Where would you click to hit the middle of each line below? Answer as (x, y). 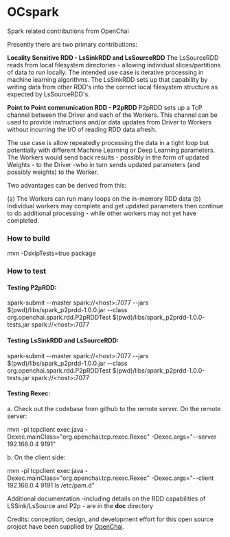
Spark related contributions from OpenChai (68, 31)
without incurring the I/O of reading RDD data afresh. (82, 129)
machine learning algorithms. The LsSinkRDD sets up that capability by (107, 79)
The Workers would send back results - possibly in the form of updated (108, 157)
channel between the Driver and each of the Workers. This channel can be (113, 115)
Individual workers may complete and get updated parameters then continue (115, 206)
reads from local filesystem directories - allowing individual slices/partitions (114, 65)
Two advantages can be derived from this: (67, 185)
